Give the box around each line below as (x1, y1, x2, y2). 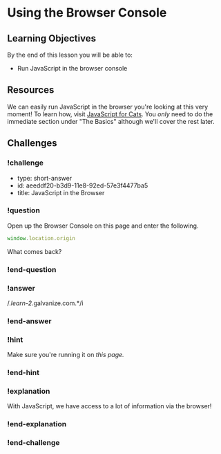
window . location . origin (7, 235, 76, 242)
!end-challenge (7, 438, 60, 448)
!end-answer (7, 316, 52, 326)
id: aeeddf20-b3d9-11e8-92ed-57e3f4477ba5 (17, 181, 148, 190)
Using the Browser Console (7, 5, 167, 21)
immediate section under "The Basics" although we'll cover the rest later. (7, 117, 215, 125)
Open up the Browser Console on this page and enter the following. (7, 221, 199, 230)
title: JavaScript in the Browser (17, 188, 105, 197)
